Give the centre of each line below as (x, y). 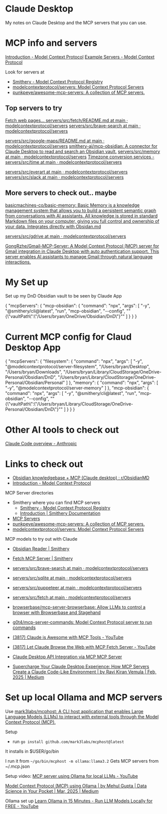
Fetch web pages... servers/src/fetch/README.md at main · (67, 120)
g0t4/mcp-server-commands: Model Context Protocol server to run (82, 622)
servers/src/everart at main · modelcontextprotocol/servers (66, 172)
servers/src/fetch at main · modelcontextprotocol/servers (72, 597)
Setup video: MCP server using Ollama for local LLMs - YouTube (71, 776)
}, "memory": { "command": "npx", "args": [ (113, 383)
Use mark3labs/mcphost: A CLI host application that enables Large (74, 711)
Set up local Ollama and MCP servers (84, 698)
